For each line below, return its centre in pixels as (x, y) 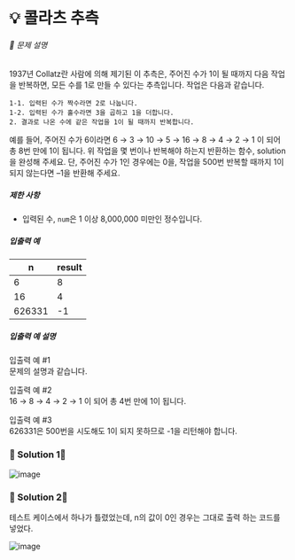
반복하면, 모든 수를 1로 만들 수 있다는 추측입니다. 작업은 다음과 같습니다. (141, 85)
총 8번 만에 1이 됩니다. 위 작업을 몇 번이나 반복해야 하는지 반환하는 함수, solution (147, 151)
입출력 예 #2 (31, 390)
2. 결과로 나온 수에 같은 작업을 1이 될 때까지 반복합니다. (102, 122)
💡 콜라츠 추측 (54, 18)
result (70, 268)
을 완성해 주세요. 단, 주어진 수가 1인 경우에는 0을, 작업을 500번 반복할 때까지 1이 (147, 162)
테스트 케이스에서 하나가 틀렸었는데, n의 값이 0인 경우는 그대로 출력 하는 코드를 (145, 517)
